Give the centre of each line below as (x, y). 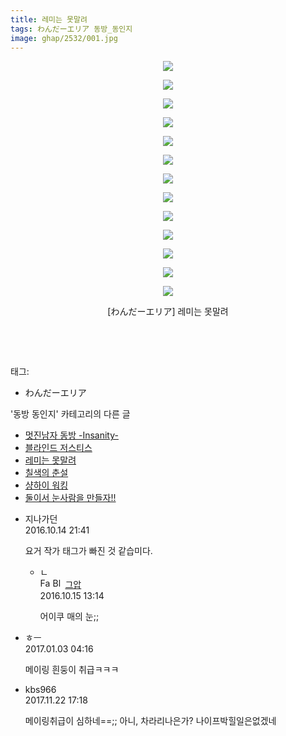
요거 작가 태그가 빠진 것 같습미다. (88, 551)
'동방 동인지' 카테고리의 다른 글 (70, 414)
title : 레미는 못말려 (49, 19)
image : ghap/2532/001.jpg (64, 38)
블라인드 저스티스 (58, 448)
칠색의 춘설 (46, 473)
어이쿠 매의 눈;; (69, 617)
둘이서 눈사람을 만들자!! (70, 498)
